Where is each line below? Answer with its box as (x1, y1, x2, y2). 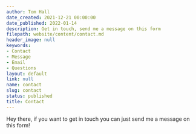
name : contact (6, 82, 42, 88)
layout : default (6, 71, 47, 77)
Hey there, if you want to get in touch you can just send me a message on (6, 115, 190, 123)
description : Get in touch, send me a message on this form (6, 25, 162, 32)
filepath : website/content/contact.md (6, 31, 104, 37)
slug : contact (6, 88, 42, 94)
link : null (6, 76, 34, 82)
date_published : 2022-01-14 (6, 20, 77, 26)
